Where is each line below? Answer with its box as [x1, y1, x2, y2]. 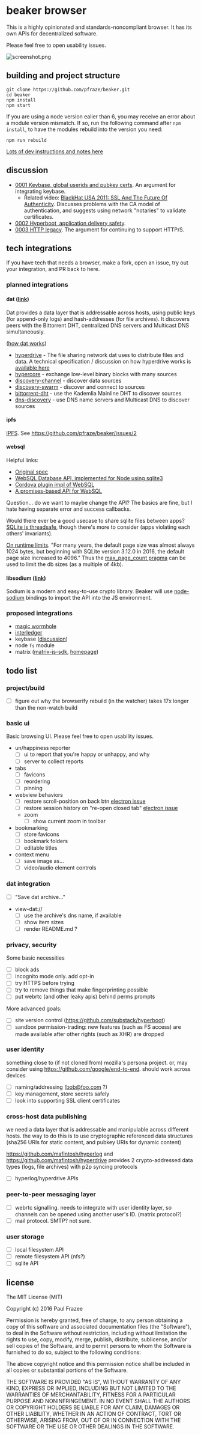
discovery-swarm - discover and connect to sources [14, 383, 145, 391]
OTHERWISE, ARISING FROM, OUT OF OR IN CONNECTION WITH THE [6, 1416, 181, 1424]
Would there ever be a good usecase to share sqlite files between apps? [6, 517, 185, 524]
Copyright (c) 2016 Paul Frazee [6, 1305, 83, 1312]
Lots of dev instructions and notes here [6, 148, 103, 155]
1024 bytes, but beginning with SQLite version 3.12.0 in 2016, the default [6, 547, 185, 555]
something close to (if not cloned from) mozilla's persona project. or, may [6, 1059, 188, 1066]
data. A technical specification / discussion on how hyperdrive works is [14, 358, 191, 365]
